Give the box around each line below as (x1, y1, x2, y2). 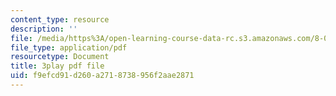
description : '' (10, 24, 78, 34)
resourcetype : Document (10, 52, 110, 62)
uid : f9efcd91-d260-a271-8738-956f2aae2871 (10, 71, 195, 81)
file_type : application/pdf (10, 42, 128, 53)
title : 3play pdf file (10, 61, 105, 71)
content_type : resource (10, 14, 110, 25)
